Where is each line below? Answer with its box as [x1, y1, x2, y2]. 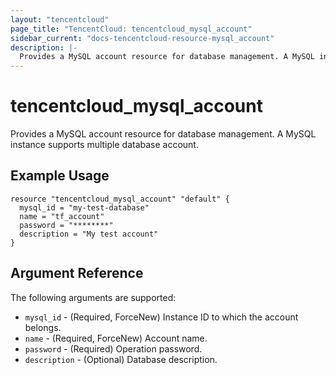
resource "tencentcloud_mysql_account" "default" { [10, 194, 230, 204]
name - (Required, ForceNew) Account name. [24, 332, 208, 344]
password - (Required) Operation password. [24, 342, 203, 355]
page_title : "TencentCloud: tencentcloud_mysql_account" [10, 24, 253, 34]
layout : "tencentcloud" [10, 14, 110, 25]
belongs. [24, 321, 62, 333]
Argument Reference [10, 265, 144, 282]
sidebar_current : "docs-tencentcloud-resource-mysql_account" [10, 33, 275, 43]
